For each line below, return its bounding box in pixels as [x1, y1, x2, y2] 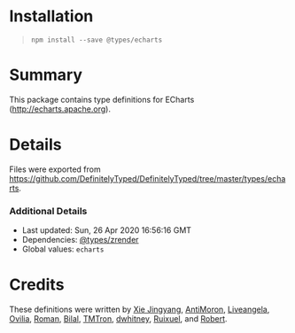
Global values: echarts [21, 244, 105, 254]
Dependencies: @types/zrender [21, 235, 139, 245]
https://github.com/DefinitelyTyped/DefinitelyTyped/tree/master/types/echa [9, 173, 286, 183]
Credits [9, 275, 65, 295]
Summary [9, 65, 82, 85]
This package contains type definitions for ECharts [9, 94, 195, 105]
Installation [9, 6, 94, 27]
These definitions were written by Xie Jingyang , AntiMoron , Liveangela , [9, 304, 270, 315]
